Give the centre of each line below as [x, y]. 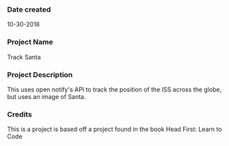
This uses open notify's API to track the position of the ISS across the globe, [114, 89]
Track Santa [24, 57]
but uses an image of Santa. [46, 96]
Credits [19, 114]
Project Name [30, 42]
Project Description [40, 74]
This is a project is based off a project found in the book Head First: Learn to [114, 129]
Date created [29, 10]
